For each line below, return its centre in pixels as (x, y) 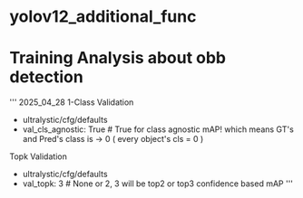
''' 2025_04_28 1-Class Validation (72, 102)
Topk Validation (39, 156)
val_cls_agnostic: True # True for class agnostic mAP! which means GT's (158, 129)
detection (46, 77)
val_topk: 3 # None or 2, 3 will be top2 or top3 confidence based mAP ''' (157, 184)
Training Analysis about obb (118, 58)
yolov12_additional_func (103, 17)
